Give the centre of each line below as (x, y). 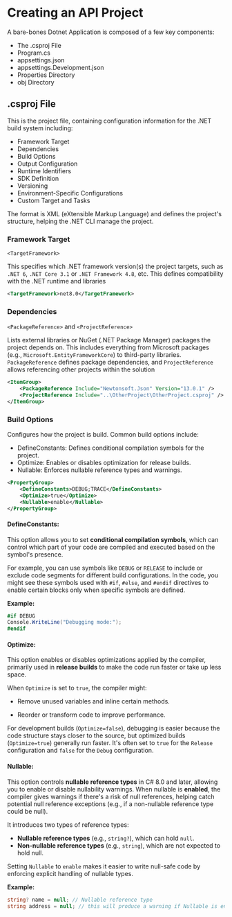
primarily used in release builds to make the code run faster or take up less (114, 667)
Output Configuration (47, 164)
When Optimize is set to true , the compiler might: (77, 688)
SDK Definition (38, 178)
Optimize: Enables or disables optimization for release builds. (104, 463)
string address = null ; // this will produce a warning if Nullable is (112, 906)
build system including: (40, 128)
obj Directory (36, 82)
